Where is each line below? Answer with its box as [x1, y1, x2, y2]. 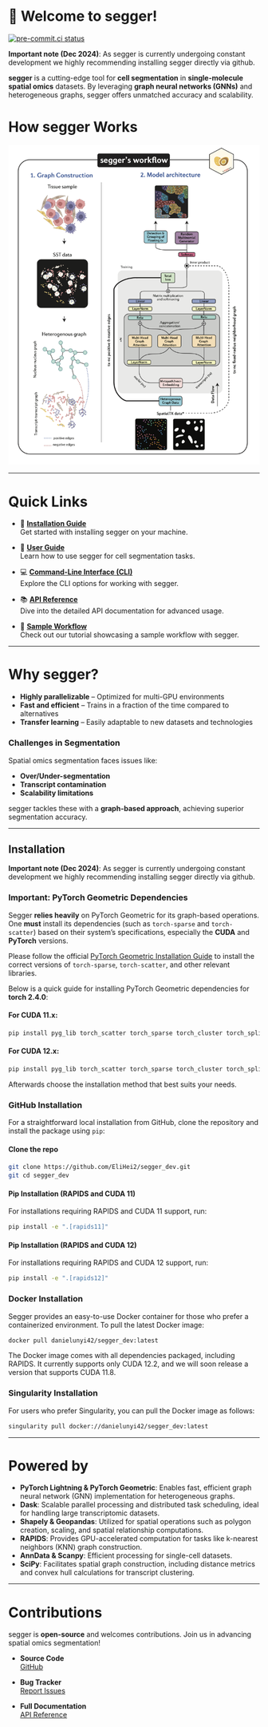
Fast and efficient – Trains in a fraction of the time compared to [19, 700, 230, 710]
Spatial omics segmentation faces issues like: [8, 755, 158, 765]
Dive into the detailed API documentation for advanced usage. [19, 606, 225, 616]
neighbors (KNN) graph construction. [19, 1543, 143, 1552]
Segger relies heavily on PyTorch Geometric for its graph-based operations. [8, 910, 259, 920]
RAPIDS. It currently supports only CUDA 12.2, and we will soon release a [8, 1359, 249, 1369]
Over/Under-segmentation [19, 770, 111, 781]
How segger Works [8, 118, 138, 137]
